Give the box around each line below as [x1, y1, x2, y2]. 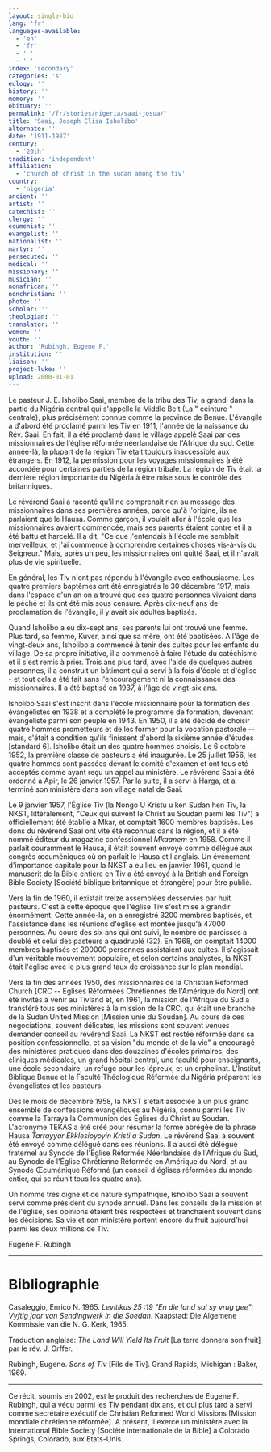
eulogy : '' [8, 79, 45, 87]
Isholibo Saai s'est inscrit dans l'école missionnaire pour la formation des [8, 698, 251, 708]
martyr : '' [8, 245, 45, 253]
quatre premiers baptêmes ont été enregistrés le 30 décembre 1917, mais [8, 581, 251, 591]
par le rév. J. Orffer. [8, 1344, 73, 1353]
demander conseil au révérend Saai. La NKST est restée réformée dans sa [8, 1029, 255, 1039]
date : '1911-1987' [8, 132, 70, 140]
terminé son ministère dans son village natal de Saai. [8, 784, 183, 794]
